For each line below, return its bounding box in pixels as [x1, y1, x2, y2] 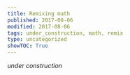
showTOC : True [7, 42, 49, 49]
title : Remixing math [7, 10, 71, 17]
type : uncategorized [7, 36, 68, 43]
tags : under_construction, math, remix [7, 29, 124, 37]
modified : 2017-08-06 [7, 23, 71, 30]
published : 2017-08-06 [7, 17, 73, 24]
